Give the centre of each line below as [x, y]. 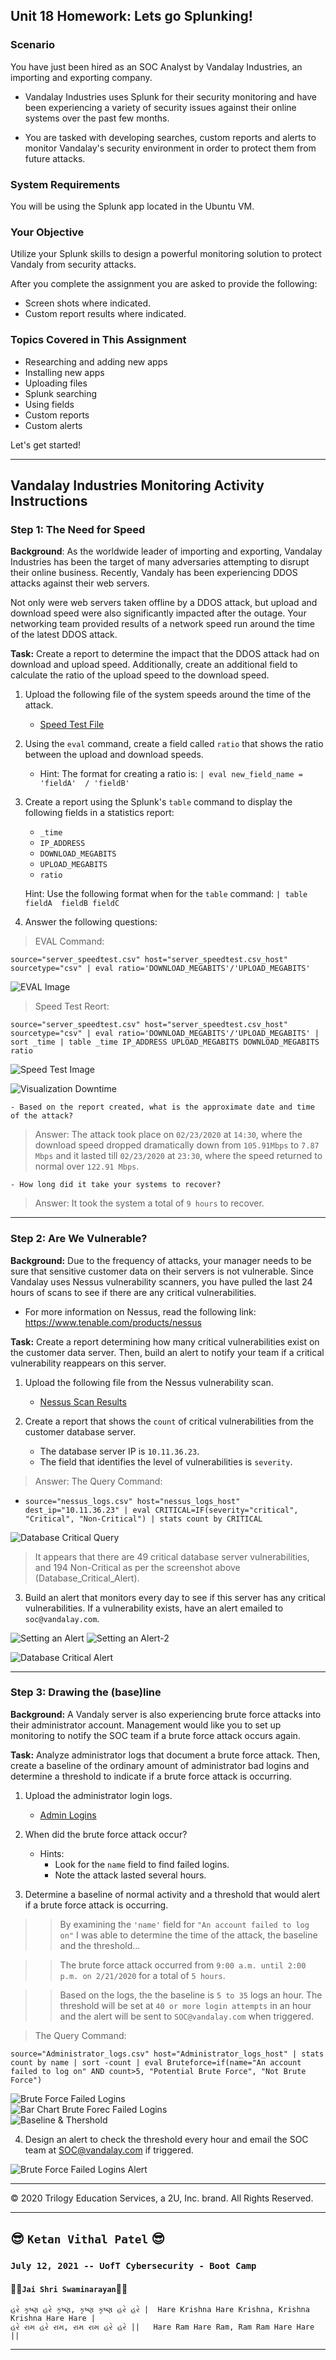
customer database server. [80, 1431]
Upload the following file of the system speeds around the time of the [168, 695]
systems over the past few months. [97, 118]
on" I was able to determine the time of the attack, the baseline [188, 1935]
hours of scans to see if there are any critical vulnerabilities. [133, 1292]
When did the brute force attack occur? [106, 1834]
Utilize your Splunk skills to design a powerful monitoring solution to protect [166, 254]
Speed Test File [72, 725]
